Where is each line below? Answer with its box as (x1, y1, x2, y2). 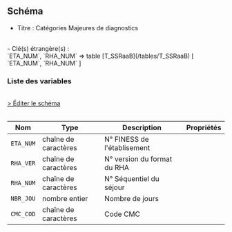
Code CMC (104, 209, 140, 219)
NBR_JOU (10, 195, 36, 202)
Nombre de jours (104, 194, 159, 204)
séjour (104, 182, 125, 192)
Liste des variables (7, 76, 72, 85)
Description (122, 123, 162, 133)
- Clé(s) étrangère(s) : (7, 44, 70, 52)
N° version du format (104, 154, 173, 164)
